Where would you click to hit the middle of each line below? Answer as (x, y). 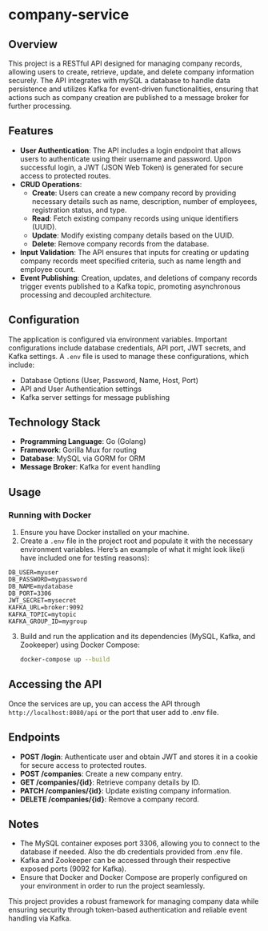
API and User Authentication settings (81, 389)
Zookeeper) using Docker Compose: (80, 645)
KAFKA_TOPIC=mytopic (43, 615)
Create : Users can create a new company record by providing (134, 193)
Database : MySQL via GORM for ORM (82, 458)
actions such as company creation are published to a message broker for (129, 97)
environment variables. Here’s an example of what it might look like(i (132, 549)
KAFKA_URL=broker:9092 (46, 608)
